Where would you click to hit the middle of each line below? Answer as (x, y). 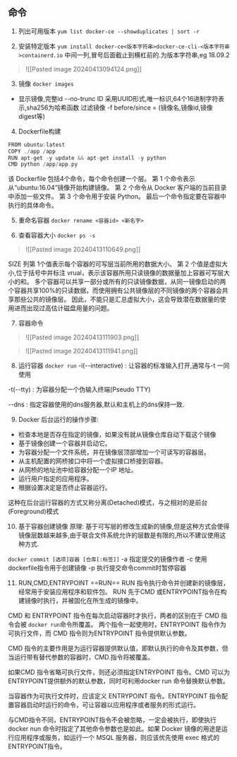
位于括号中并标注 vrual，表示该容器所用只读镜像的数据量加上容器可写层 (120, 273)
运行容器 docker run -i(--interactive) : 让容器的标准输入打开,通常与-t (117, 365)
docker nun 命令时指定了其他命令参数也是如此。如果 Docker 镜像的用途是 (115, 729)
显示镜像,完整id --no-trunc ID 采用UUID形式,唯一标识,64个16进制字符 (118, 98)
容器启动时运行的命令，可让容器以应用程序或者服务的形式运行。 (107, 705)
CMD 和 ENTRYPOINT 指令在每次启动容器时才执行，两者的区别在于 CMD (114, 616)
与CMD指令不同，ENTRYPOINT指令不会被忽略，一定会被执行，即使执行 (113, 720)
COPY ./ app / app (32, 151)
